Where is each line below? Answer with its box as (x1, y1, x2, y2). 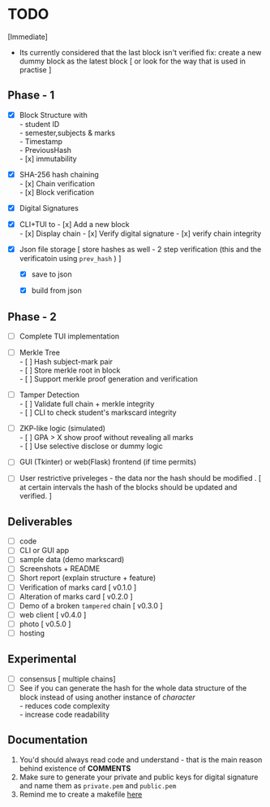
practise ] (19, 64, 52, 74)
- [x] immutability (19, 154, 78, 164)
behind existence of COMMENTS (19, 763, 131, 773)
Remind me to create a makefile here (19, 789, 143, 799)
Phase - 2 (7, 310, 58, 324)
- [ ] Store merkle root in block (19, 365, 121, 375)
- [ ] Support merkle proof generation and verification (19, 374, 198, 384)
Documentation (7, 733, 88, 747)
